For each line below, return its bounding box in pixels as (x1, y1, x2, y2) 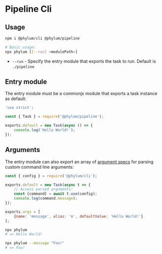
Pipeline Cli (5, 3, 52, 15)
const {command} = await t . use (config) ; (14, 191, 97, 197)
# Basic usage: (5, 45, 36, 50)
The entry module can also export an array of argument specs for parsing (5, 158, 154, 165)
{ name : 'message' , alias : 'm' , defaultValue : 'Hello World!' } (14, 214, 143, 219)
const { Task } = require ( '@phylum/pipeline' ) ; (5, 114, 104, 119)
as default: (5, 96, 27, 102)
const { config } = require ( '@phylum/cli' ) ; (5, 173, 97, 178)
